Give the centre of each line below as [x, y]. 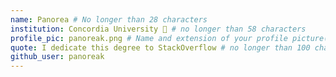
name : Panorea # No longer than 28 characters [109, 19]
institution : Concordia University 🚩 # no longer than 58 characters [158, 29]
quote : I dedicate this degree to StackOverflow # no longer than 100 [160, 47]
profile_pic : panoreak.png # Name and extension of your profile [149, 38]
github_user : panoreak [57, 57]
